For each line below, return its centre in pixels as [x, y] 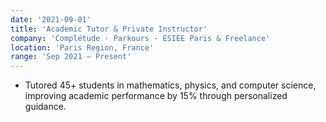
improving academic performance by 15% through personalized [156, 96]
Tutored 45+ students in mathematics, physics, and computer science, [170, 85]
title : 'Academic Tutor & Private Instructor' [109, 29]
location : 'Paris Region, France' [82, 47]
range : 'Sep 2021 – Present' [71, 57]
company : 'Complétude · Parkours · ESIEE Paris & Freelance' [140, 38]
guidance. [45, 107]
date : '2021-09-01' [51, 19]
